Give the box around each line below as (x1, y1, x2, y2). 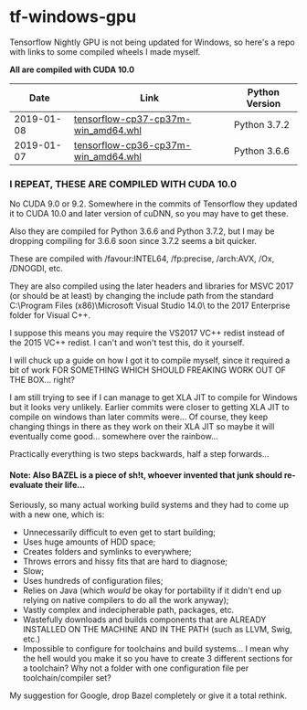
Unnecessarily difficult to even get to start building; (22, 527, 217, 538)
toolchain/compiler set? (22, 673, 111, 684)
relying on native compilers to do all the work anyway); (22, 595, 229, 606)
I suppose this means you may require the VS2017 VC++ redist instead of (9, 327, 285, 339)
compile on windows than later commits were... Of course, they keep (9, 411, 269, 422)
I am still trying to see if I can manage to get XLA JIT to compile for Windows (9, 392, 298, 403)
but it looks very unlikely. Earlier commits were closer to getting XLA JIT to (9, 402, 290, 413)
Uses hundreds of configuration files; (22, 576, 164, 587)
